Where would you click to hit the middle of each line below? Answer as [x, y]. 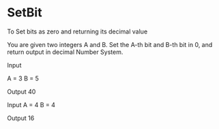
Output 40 [21, 91]
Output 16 [21, 118]
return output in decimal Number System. [65, 52]
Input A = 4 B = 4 [31, 104]
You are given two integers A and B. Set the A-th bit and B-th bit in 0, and [110, 44]
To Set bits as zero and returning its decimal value [77, 31]
